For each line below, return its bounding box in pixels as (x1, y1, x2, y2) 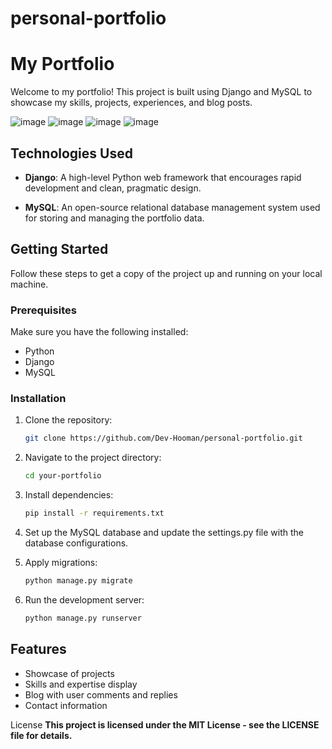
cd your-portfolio (24, 471, 102, 481)
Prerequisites (10, 303, 77, 317)
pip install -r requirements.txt (24, 508, 165, 519)
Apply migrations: (24, 556, 98, 568)
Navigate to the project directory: (24, 452, 162, 464)
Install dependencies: (24, 489, 114, 501)
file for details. (10, 729, 73, 741)
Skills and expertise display (24, 678, 138, 690)
